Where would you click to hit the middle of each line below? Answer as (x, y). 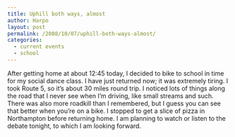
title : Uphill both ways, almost (56, 14)
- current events (39, 47)
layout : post (26, 27)
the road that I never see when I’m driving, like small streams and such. (110, 95)
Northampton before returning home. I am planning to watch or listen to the (116, 118)
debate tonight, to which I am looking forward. (74, 126)
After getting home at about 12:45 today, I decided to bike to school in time (116, 73)
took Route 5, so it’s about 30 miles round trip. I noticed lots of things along (116, 88)
